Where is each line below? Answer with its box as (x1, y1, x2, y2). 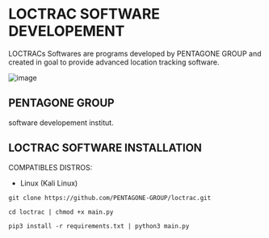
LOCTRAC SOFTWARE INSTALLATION (8, 141, 202, 155)
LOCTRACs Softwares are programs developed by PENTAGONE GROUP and (8, 48, 262, 58)
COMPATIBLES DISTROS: (8, 162, 93, 172)
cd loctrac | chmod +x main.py (8, 207, 114, 216)
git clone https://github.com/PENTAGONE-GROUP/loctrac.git (8, 194, 212, 202)
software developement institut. (8, 118, 115, 127)
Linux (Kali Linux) (19, 178, 78, 188)
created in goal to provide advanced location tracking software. (8, 57, 220, 67)
